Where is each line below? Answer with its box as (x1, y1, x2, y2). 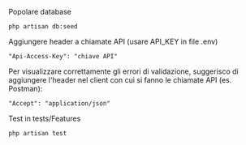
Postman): (8, 84, 43, 93)
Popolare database (8, 7, 71, 16)
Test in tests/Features (8, 113, 81, 123)
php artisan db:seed (8, 23, 79, 31)
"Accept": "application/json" (8, 100, 111, 108)
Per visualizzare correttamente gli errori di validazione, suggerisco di (8, 66, 239, 76)
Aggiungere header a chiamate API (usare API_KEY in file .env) (8, 36, 218, 46)
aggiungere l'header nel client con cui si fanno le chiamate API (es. (8, 75, 232, 84)
